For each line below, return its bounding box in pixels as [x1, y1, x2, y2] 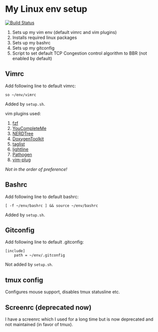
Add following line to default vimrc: [5, 83, 76, 89]
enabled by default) [12, 55, 52, 61]
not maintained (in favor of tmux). [5, 322, 73, 327]
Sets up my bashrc [12, 39, 51, 45]
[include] [5, 249, 26, 254]
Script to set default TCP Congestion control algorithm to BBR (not [12, 50, 147, 56]
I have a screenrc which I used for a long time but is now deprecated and [5, 316, 154, 322]
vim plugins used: [5, 110, 41, 116]
